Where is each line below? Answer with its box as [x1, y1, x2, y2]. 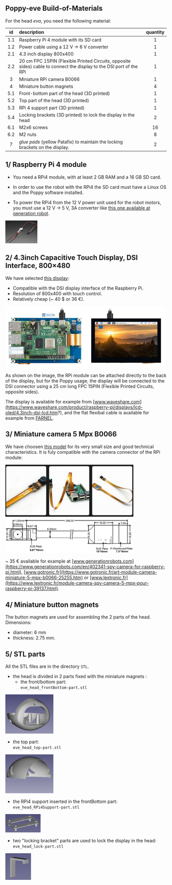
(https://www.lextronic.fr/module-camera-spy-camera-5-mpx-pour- [5, 580, 149, 586]
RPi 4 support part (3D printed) [18, 105, 84, 111]
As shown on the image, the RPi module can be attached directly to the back [5, 372, 167, 378]
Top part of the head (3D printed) [18, 98, 90, 104]
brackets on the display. [18, 144, 70, 150]
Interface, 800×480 [5, 261, 71, 270]
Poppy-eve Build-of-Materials [5, 4, 103, 13]
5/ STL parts [5, 649, 46, 659]
